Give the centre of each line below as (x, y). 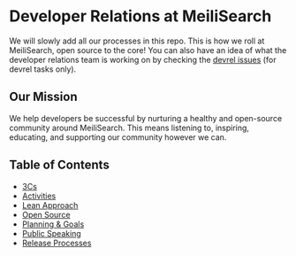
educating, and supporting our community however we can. (118, 137)
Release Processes (57, 243)
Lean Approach (50, 205)
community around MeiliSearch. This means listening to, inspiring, (129, 128)
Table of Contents (60, 165)
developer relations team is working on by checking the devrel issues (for (143, 59)
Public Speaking (51, 233)
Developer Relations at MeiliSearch (140, 16)
